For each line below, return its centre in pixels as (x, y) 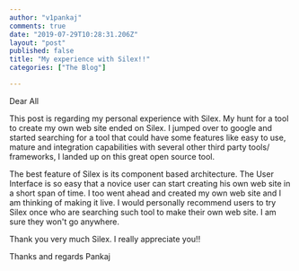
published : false (42, 51)
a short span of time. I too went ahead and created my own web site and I (145, 193)
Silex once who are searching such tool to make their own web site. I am (143, 212)
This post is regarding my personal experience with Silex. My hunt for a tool (149, 118)
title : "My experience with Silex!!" (80, 59)
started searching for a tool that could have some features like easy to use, (148, 137)
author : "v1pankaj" (46, 17)
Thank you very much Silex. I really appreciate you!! (105, 239)
